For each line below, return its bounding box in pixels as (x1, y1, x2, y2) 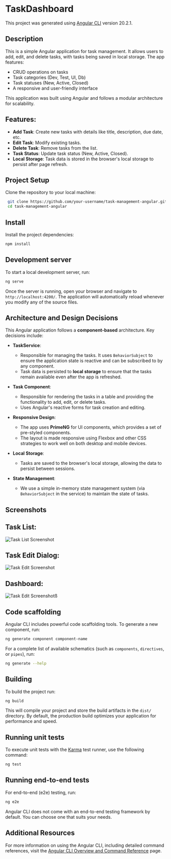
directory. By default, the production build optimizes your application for (5, 713, 157, 719)
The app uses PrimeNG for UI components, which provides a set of (20, 424, 162, 430)
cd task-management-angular (7, 204, 67, 209)
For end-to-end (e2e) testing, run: (5, 789, 76, 795)
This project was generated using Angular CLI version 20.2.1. (5, 20, 133, 26)
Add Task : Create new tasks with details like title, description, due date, (12, 128, 163, 135)
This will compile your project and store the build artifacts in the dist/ (5, 707, 152, 713)
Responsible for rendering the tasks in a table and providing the (20, 394, 154, 400)
